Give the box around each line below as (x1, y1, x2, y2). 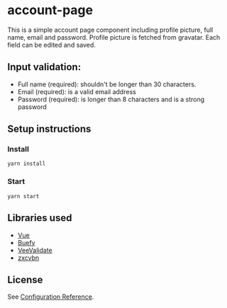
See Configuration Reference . (7, 292, 94, 301)
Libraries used (7, 212, 72, 224)
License (7, 273, 43, 285)
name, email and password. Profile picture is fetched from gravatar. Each (7, 33, 221, 41)
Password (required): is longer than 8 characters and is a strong (17, 95, 205, 103)
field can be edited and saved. (7, 40, 96, 49)
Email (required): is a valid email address (17, 87, 136, 96)
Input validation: (7, 61, 82, 73)
